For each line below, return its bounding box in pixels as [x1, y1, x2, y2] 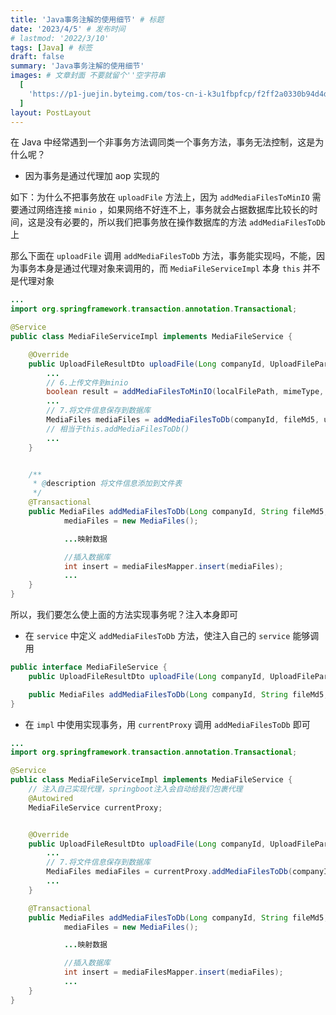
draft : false [10, 52, 65, 62]
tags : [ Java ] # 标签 [10, 42, 93, 53]
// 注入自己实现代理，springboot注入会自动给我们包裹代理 [28, 784, 243, 794]
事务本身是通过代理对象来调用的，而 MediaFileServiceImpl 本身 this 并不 [18, 262, 321, 275]
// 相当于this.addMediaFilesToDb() [46, 424, 190, 434]
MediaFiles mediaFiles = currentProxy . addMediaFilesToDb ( [46, 867, 293, 877]
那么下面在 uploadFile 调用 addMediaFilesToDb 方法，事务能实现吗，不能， [10, 250, 317, 262]
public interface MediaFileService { [10, 662, 168, 672]
